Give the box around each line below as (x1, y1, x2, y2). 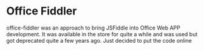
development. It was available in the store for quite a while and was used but (6, 30, 198, 37)
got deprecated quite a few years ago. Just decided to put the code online (6, 37, 192, 44)
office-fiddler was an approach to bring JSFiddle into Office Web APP (6, 24, 180, 31)
